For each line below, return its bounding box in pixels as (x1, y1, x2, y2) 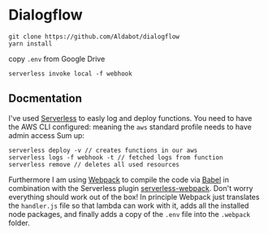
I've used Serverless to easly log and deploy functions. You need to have (8, 113, 253, 123)
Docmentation (8, 92, 83, 106)
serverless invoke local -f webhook (8, 69, 132, 78)
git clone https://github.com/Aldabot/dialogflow (8, 32, 180, 41)
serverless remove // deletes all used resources (8, 160, 180, 168)
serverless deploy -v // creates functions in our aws (8, 146, 198, 154)
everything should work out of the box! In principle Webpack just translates (8, 192, 260, 201)
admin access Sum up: (8, 130, 85, 140)
